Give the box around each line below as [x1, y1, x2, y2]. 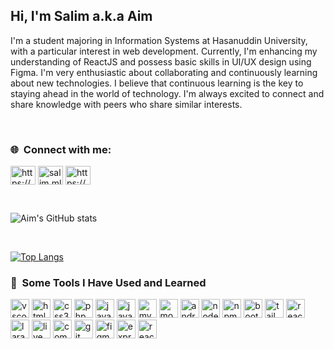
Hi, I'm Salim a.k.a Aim [10, 8, 153, 25]
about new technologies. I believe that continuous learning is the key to [10, 77, 304, 89]
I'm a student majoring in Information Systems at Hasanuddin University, [10, 34, 308, 46]
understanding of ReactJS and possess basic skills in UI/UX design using [10, 55, 312, 68]
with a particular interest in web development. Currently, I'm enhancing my [10, 45, 318, 57]
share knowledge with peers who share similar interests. [10, 98, 243, 110]
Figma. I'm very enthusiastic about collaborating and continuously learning [10, 66, 318, 78]
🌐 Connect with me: [10, 142, 112, 156]
